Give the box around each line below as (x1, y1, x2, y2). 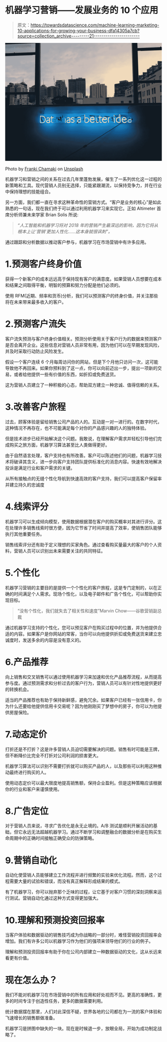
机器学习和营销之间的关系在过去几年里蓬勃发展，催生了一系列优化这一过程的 (5, 176, 162, 182)
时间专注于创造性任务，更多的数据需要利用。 (13, 998, 105, 1004)
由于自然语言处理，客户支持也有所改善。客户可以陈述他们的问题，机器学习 (5, 452, 158, 458)
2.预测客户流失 (5, 318, 66, 330)
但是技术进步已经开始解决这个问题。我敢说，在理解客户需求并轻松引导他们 (5, 435, 158, 442)
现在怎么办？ (5, 974, 58, 986)
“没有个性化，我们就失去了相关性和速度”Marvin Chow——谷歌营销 (17, 607, 153, 614)
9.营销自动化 (5, 854, 57, 866)
